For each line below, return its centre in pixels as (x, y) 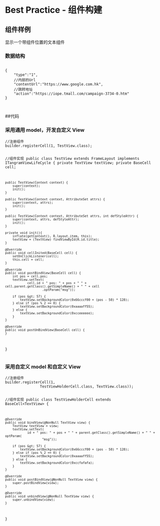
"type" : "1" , (26, 75)
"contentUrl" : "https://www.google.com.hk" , (59, 84)
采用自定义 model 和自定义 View (43, 367)
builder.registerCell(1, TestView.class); (49, 146)
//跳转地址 (23, 90)
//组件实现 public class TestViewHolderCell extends (58, 400)
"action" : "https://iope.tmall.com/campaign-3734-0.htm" (72, 94)
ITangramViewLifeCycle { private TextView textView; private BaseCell (78, 163)
